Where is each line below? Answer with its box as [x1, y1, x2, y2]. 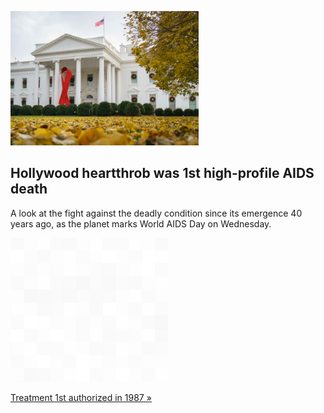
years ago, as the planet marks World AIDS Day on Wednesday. [10, 217, 272, 230]
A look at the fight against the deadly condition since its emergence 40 [10, 207, 303, 219]
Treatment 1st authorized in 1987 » [10, 391, 152, 403]
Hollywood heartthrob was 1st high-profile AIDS [10, 165, 315, 182]
